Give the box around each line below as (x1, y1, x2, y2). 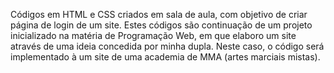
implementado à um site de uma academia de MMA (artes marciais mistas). (10, 51, 321, 63)
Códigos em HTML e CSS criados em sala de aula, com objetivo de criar (10, 9, 308, 20)
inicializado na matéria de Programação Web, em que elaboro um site (10, 30, 297, 41)
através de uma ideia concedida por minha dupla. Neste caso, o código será (10, 40, 325, 52)
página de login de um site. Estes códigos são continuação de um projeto (10, 19, 313, 31)
